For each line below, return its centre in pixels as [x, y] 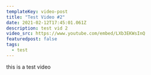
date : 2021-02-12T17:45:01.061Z [46, 22]
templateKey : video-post [37, 12]
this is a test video [28, 67]
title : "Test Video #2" [36, 17]
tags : [13, 45]
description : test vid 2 [37, 28]
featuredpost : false [32, 39]
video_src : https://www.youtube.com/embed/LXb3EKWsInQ [76, 34]
